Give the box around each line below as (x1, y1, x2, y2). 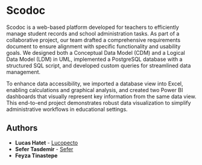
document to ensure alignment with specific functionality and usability (6, 43, 181, 50)
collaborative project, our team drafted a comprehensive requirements (6, 36, 181, 43)
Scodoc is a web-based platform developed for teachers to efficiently (6, 23, 179, 31)
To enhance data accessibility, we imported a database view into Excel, (6, 79, 183, 87)
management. (6, 68, 41, 75)
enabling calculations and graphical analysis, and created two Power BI (6, 86, 183, 93)
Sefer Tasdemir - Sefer (14, 145, 74, 152)
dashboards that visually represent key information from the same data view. (6, 93, 197, 100)
